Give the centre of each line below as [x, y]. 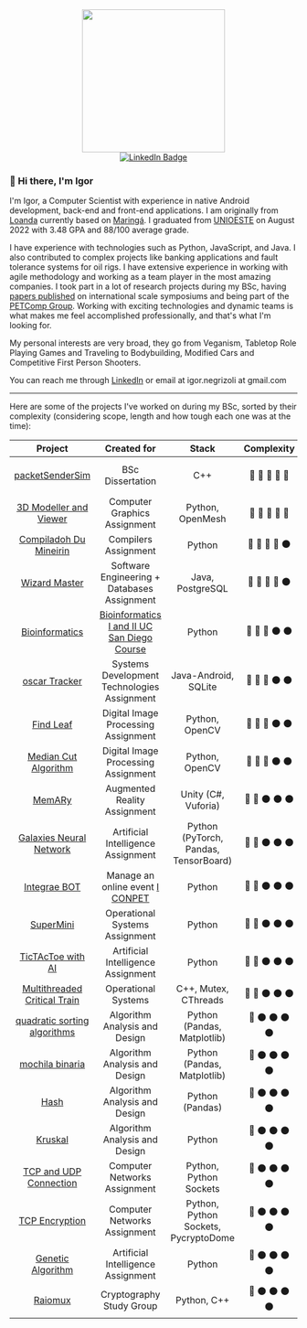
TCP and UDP [52, 1172]
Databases [130, 589]
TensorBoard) [203, 861]
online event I [131, 887]
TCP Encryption [52, 1221]
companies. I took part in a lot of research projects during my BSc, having [148, 286]
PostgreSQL [202, 589]
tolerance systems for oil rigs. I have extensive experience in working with [149, 267]
